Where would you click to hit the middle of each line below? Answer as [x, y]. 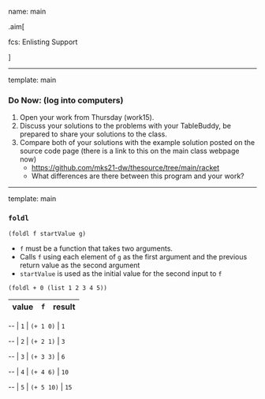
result [64, 307]
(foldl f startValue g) [47, 233]
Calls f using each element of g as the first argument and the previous [133, 256]
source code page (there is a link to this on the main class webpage [129, 151]
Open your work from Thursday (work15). [87, 117]
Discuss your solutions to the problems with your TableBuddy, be [125, 126]
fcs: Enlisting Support [43, 42]
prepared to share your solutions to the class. [93, 134]
